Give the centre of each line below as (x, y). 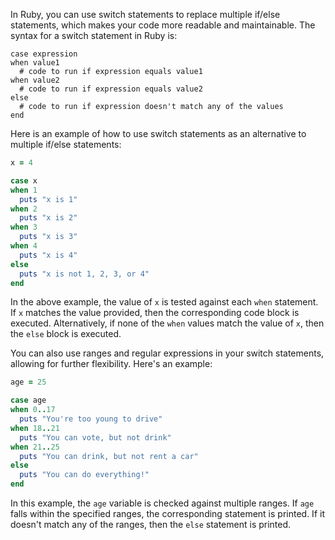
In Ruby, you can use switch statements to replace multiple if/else (145, 14)
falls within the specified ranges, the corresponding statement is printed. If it (167, 513)
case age (28, 400)
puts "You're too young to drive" (91, 419)
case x (24, 180)
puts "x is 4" (48, 255)
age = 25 (28, 382)
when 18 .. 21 (35, 428)
